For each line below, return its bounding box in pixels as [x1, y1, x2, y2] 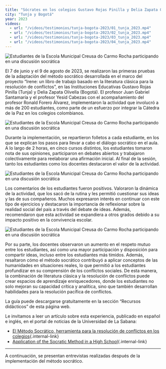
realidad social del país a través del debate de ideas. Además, [5, 206, 131, 212]
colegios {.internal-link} [12, 333, 59, 339]
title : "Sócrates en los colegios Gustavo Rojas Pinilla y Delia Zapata [5, 7, 158, 12]
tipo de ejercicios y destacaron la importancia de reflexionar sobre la [5, 201, 145, 207]
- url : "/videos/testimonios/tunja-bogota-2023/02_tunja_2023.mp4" [9, 30, 152, 35]
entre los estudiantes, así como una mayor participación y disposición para [5, 246, 158, 253]
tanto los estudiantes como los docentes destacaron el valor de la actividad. [5, 160, 160, 166]
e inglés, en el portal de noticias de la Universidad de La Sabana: [5, 318, 137, 324]
